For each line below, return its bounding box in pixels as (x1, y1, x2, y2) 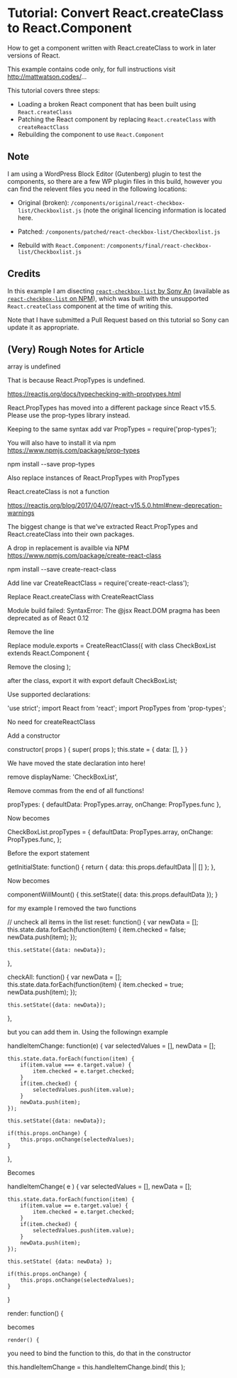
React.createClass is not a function (7, 488, 110, 496)
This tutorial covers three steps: (7, 86, 101, 94)
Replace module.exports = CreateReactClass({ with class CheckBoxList (7, 641, 216, 650)
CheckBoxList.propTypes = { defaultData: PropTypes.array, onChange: (7, 828, 214, 836)
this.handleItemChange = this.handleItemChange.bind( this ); (7, 1363, 186, 1372)
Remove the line (7, 628, 55, 636)
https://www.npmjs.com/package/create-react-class (7, 552, 162, 560)
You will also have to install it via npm (7, 439, 116, 447)
